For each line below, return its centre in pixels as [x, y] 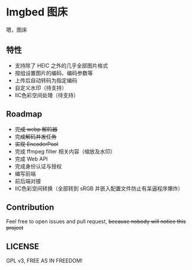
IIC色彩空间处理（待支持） [47, 95]
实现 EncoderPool [36, 144]
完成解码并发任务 [36, 136]
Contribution [30, 207]
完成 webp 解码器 [36, 129]
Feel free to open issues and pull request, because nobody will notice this [96, 221]
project [15, 228]
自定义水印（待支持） [41, 88]
